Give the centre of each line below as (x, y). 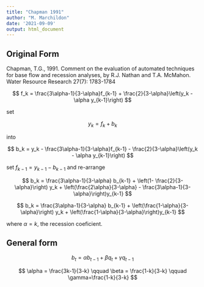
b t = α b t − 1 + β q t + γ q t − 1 (103, 259)
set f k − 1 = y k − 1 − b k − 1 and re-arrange (56, 168)
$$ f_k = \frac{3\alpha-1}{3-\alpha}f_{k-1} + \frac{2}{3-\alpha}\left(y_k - (103, 94)
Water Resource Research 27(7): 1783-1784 (61, 82)
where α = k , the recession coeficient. (54, 223)
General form (32, 243)
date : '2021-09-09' (31, 23)
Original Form (33, 54)
